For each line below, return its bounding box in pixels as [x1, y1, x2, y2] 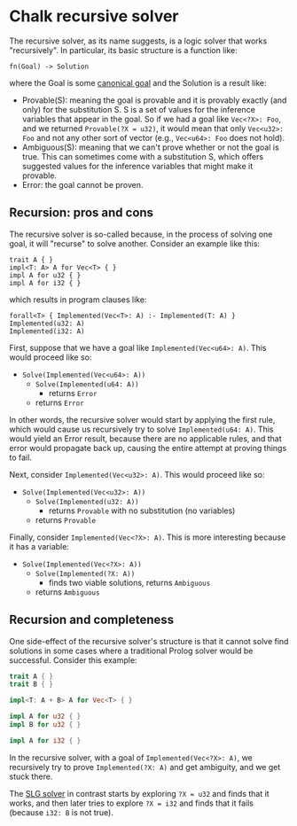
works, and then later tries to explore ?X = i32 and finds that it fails [9, 798, 254, 808]
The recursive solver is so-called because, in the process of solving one [9, 229, 273, 239]
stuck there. [9, 771, 53, 782]
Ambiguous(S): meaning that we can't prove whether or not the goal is [21, 142, 279, 152]
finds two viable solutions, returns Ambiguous [48, 577, 211, 588]
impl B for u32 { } [9, 721, 82, 729]
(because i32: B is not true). [9, 807, 113, 817]
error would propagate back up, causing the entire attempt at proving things [9, 442, 287, 453]
